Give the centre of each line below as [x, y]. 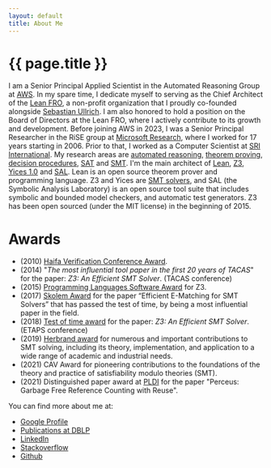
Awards [35, 239]
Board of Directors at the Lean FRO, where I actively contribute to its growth [135, 120]
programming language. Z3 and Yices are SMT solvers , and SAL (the [123, 181]
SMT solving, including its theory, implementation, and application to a [137, 347]
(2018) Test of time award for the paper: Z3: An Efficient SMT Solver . [134, 321]
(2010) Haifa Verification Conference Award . [94, 262]
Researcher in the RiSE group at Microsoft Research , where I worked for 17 [133, 138]
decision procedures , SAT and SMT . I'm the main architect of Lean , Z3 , [126, 164]
